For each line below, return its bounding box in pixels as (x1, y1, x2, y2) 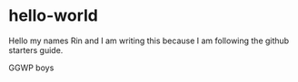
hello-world (8, 5, 99, 26)
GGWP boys (8, 62, 55, 73)
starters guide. (8, 44, 64, 55)
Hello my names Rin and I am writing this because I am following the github (8, 35, 290, 46)
